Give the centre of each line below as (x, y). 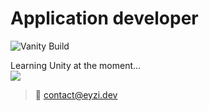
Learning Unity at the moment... (76, 65)
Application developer (104, 18)
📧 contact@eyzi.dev (76, 94)
